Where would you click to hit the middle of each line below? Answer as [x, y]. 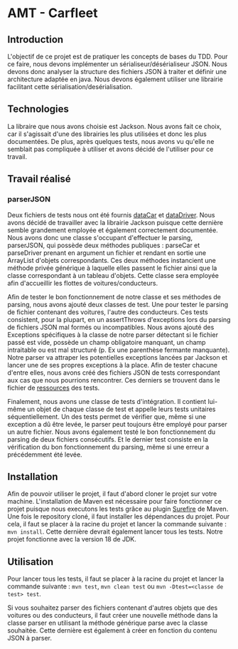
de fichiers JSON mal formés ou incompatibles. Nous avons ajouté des [111, 327]
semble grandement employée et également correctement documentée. [113, 230]
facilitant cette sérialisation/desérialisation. [70, 87]
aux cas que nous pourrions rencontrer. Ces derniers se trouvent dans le [114, 380]
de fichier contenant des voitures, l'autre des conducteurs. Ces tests [108, 312]
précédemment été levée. [45, 455]
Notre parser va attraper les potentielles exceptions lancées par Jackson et [118, 357]
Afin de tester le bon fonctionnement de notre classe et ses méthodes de [114, 296]
